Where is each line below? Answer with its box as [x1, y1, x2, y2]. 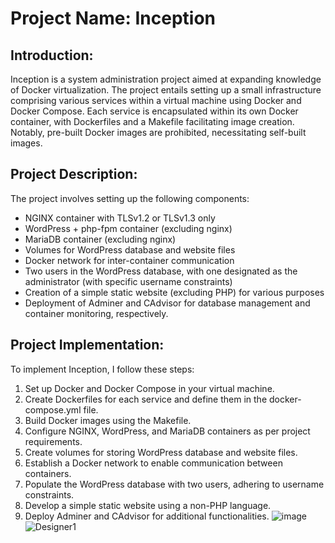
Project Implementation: [10, 337, 165, 354]
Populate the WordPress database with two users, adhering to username [24, 478, 325, 490]
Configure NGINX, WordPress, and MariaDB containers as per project [24, 425, 311, 437]
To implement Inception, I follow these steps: [10, 363, 195, 375]
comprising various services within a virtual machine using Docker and [10, 95, 302, 106]
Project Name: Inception [10, 7, 217, 30]
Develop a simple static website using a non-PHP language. [24, 499, 272, 511]
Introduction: [10, 47, 94, 64]
